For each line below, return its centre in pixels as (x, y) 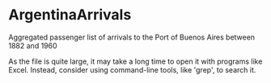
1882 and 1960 (33, 45)
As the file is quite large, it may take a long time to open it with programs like (135, 61)
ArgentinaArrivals (70, 15)
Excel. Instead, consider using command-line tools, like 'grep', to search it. (132, 69)
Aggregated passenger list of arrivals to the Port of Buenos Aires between (132, 37)
